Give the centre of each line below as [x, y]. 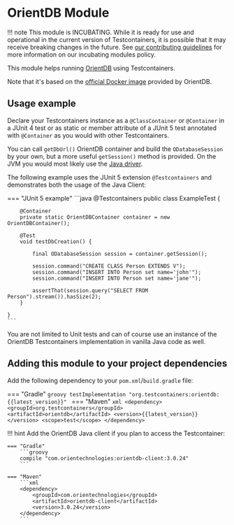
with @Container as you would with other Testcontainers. [88, 135]
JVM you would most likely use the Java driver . [75, 164]
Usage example [42, 104]
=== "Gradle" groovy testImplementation [67, 394]
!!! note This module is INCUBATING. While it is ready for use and [101, 32]
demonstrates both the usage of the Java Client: [77, 185]
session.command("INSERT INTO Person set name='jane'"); [117, 278]
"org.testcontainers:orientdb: [174, 394]
